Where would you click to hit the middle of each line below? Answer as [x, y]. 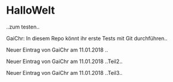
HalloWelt [31, 10]
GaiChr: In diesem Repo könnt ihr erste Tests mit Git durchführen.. [87, 38]
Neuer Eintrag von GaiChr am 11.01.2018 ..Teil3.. [65, 72]
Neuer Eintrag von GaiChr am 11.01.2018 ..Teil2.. [65, 61]
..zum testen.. [23, 27]
